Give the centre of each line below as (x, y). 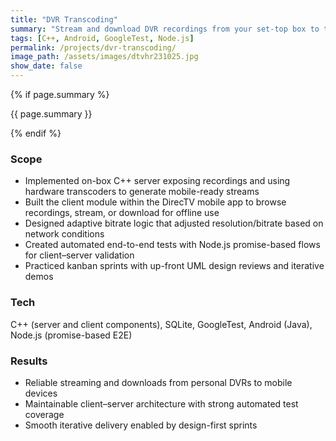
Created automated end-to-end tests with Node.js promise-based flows (172, 245)
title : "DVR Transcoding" (64, 19)
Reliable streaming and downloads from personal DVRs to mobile (158, 382)
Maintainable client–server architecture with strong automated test (161, 403)
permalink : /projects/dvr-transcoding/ (93, 47)
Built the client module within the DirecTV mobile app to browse (155, 202)
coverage (44, 414)
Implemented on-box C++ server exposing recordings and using (157, 181)
